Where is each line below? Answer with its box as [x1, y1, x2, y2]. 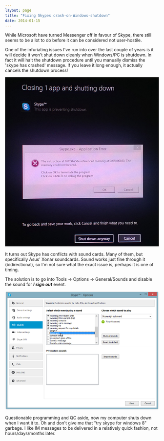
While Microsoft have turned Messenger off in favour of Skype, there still [5, 32, 152, 38]
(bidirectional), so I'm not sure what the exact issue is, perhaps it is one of [5, 262, 154, 268]
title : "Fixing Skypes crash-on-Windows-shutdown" [5, 13, 110, 18]
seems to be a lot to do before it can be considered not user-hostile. [5, 37, 143, 43]
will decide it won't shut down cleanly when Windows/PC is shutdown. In [5, 52, 152, 58]
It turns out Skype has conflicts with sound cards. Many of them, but [5, 252, 143, 257]
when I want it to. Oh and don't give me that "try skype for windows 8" [5, 420, 147, 426]
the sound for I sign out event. [5, 281, 66, 288]
